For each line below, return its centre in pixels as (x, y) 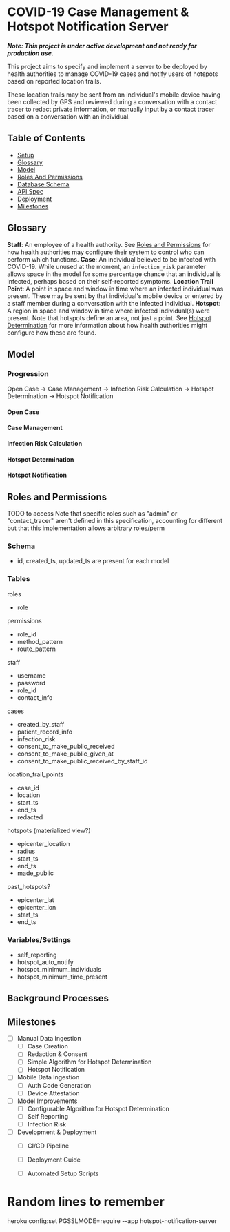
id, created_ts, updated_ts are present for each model (93, 561)
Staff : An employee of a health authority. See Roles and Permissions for (109, 244)
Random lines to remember (86, 1202)
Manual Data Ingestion (49, 1039)
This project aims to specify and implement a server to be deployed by (107, 66)
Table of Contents (46, 138)
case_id (28, 788)
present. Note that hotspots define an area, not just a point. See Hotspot (109, 317)
